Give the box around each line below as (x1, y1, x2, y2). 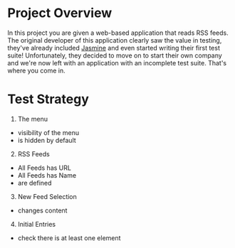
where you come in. (7, 66, 66, 75)
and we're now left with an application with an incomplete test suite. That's (7, 58, 226, 67)
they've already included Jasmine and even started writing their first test (7, 43, 221, 52)
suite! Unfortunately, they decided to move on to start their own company (7, 51, 222, 60)
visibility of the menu (17, 128, 80, 136)
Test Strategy (7, 91, 89, 107)
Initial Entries (17, 220, 56, 228)
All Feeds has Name (17, 171, 77, 179)
